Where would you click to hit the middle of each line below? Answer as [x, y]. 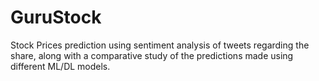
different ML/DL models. [60, 66]
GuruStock [56, 17]
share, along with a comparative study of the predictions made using [152, 55]
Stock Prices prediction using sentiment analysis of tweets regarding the [160, 45]
